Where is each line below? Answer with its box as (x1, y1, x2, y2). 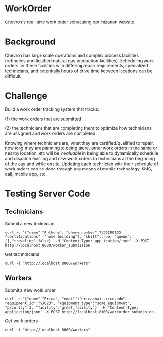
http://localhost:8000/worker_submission (5, 243, 91, 248)
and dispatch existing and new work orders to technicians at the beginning (5, 155, 155, 161)
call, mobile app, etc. (5, 171, 47, 177)
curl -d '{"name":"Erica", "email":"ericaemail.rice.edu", (5, 296, 128, 301)
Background (5, 36, 56, 47)
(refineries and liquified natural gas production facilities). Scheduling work (5, 57, 154, 63)
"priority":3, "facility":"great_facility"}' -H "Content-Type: (5, 305, 139, 310)
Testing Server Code (5, 189, 90, 199)
